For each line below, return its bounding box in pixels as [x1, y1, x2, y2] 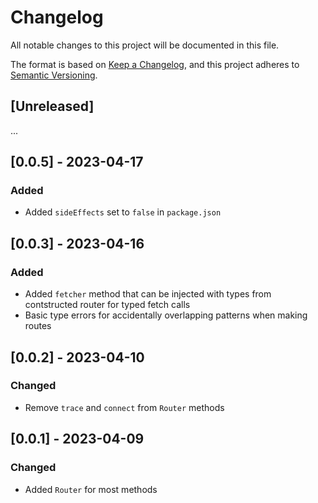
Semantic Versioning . [10, 69, 98, 81]
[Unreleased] [10, 98, 95, 115]
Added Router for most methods [24, 483, 158, 495]
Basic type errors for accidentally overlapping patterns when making [24, 309, 308, 321]
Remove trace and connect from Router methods [24, 401, 225, 413]
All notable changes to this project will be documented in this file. [10, 39, 280, 51]
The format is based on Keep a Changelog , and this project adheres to [10, 58, 300, 70]
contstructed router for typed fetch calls [24, 299, 191, 311]
